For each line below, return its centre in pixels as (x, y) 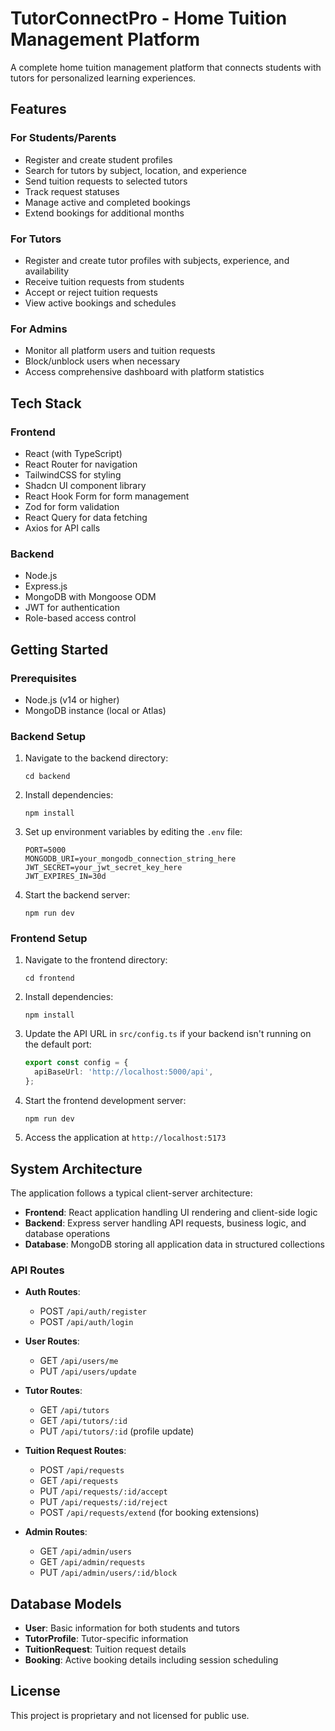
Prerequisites (43, 678)
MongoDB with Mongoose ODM (90, 597)
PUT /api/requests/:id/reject (103, 1502)
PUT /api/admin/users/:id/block (108, 1573)
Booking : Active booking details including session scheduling (151, 1660)
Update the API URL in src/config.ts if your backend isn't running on (168, 1034)
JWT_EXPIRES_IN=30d (65, 877)
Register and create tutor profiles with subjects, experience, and (157, 260)
